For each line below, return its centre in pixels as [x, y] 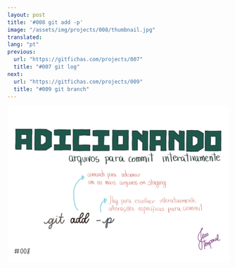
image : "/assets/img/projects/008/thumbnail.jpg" [82, 30]
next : [15, 74]
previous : [22, 52]
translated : [25, 37]
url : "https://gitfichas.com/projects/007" [78, 60]
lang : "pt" [23, 45]
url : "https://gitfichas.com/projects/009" [78, 82]
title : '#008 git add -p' [45, 22]
